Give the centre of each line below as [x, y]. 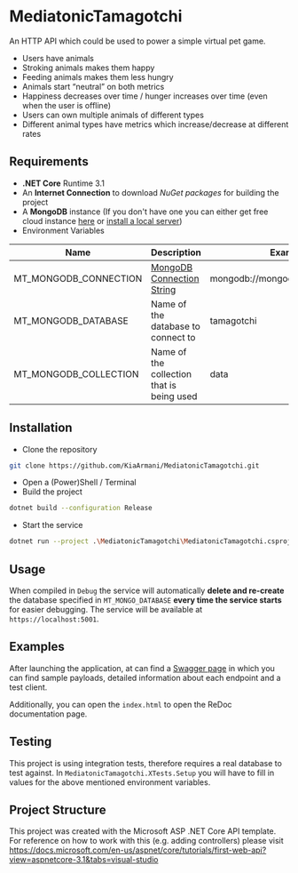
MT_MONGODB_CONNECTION [78, 278]
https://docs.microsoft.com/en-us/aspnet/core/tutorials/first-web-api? [138, 850]
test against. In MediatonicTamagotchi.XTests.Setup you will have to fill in [142, 773]
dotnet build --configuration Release [81, 509]
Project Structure [58, 810]
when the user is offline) [66, 105]
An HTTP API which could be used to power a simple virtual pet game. [137, 41]
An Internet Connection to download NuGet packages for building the [150, 192]
